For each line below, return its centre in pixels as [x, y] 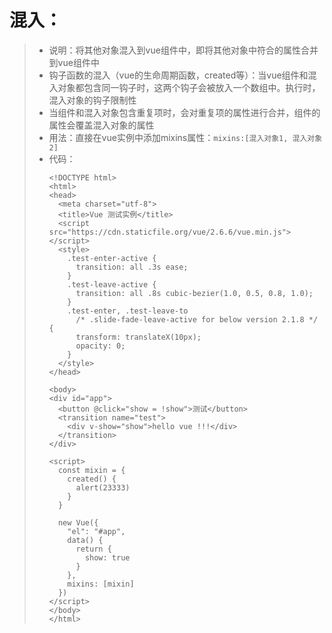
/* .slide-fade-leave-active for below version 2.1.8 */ [197, 319]
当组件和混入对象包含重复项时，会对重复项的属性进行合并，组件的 [184, 112]
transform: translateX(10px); [138, 337]
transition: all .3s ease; [132, 267]
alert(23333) [103, 487]
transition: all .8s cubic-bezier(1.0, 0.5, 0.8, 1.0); [194, 293]
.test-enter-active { [112, 258]
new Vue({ [78, 522]
